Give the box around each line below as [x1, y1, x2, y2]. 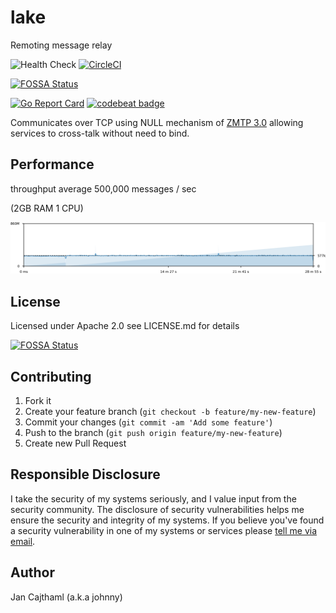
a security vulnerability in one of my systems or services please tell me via [10, 524, 317, 536]
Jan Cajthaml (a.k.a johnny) [10, 591, 123, 603]
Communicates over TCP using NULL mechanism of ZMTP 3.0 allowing [10, 116, 304, 128]
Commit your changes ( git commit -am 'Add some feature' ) [24, 416, 273, 428]
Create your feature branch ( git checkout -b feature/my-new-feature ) [24, 406, 317, 418]
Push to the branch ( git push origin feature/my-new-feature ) [24, 427, 283, 439]
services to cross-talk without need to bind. [10, 127, 190, 139]
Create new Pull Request [24, 437, 127, 450]
